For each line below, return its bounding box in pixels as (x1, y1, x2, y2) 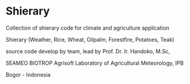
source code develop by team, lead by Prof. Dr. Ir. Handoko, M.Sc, (5, 47, 171, 55)
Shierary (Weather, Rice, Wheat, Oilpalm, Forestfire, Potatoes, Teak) (5, 36, 175, 43)
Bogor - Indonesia (5, 71, 51, 78)
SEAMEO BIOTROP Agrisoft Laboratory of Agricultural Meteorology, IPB (5, 59, 184, 66)
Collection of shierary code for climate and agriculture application (5, 24, 170, 31)
